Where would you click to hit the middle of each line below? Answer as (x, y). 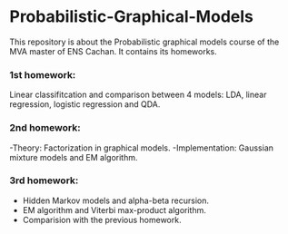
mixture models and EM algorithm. (74, 157)
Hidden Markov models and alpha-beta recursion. (115, 200)
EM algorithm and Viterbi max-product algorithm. (114, 210)
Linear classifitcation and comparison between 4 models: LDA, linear (138, 95)
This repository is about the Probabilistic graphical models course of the (144, 42)
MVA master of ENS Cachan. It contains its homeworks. (113, 51)
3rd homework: (44, 180)
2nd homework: (45, 128)
